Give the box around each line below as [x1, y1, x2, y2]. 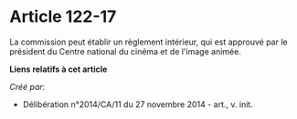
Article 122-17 [9, 6, 117, 27]
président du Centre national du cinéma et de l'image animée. [9, 45, 242, 56]
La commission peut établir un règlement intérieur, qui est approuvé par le [9, 36, 288, 47]
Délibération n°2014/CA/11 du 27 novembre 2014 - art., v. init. [22, 98, 253, 110]
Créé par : [9, 81, 46, 92]
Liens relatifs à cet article [9, 64, 108, 74]
